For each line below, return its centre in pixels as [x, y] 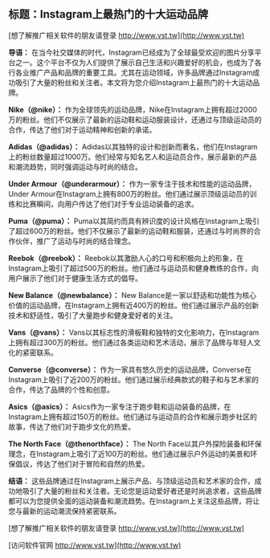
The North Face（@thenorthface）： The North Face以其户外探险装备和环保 [135, 443]
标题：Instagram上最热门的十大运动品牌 [108, 14]
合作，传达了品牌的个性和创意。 [61, 389]
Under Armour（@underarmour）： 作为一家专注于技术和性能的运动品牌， [132, 184]
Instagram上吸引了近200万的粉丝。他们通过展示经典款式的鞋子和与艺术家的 [134, 379]
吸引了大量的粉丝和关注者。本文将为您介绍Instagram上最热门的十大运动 [134, 82]
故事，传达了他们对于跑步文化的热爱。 [72, 426]
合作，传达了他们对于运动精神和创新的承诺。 [82, 129]
